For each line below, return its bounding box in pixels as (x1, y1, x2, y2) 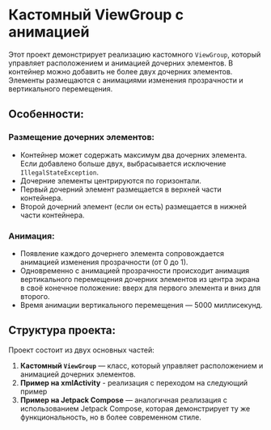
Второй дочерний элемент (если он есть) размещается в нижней (19, 201, 247, 211)
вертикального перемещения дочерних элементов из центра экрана (19, 274, 260, 284)
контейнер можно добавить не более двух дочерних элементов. (8, 66, 233, 76)
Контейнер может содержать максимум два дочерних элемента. (19, 150, 248, 159)
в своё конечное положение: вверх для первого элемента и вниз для (19, 283, 261, 293)
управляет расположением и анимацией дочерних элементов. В (8, 58, 233, 68)
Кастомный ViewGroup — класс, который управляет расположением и (19, 360, 264, 370)
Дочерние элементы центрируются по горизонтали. (19, 175, 202, 185)
